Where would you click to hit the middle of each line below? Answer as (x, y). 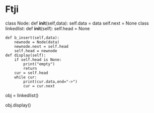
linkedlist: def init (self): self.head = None (48, 28)
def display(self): (26, 55)
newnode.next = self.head (42, 46)
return (30, 68)
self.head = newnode (36, 51)
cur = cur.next (39, 86)
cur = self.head (31, 73)
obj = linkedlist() (22, 95)
